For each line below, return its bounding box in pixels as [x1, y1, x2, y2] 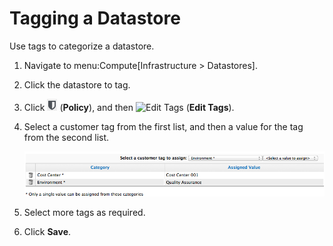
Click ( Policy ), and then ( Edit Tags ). [23, 101, 235, 113]
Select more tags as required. [23, 207, 146, 219]
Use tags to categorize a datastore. [9, 40, 155, 52]
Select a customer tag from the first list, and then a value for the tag [23, 120, 304, 132]
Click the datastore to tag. [23, 78, 131, 91]
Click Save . [23, 226, 72, 238]
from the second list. [23, 131, 110, 143]
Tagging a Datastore [9, 7, 181, 30]
